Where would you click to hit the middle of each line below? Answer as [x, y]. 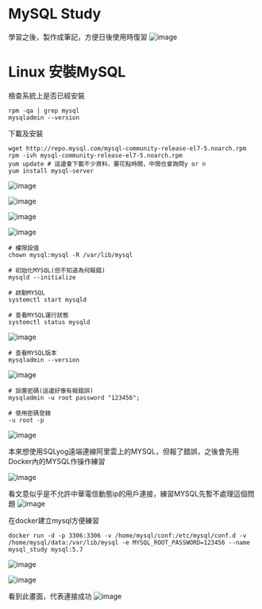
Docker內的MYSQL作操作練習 [57, 461]
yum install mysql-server [51, 171]
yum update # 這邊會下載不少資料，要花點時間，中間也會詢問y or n [107, 164]
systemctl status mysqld [49, 322]
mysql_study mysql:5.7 [46, 549]
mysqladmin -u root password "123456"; [74, 398]
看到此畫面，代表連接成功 [50, 596]
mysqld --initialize [42, 277]
